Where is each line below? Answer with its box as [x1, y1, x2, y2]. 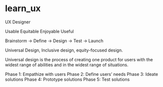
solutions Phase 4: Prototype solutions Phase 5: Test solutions [5, 76, 130, 82]
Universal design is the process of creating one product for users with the [5, 56, 153, 62]
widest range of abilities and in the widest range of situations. [5, 62, 129, 68]
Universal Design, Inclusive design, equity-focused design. [5, 47, 123, 53]
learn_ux [5, 3, 41, 14]
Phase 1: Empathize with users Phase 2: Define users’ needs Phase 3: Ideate [5, 71, 158, 77]
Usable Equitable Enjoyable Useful [5, 28, 74, 34]
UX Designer [5, 19, 31, 25]
